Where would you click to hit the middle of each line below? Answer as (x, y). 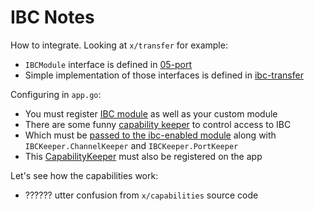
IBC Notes (52, 17)
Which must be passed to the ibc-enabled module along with (150, 135)
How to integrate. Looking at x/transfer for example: (119, 45)
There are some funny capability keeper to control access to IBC (158, 124)
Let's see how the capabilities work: (84, 175)
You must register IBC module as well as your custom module (151, 113)
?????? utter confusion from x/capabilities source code (141, 195)
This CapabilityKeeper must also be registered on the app (143, 156)
